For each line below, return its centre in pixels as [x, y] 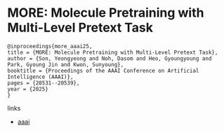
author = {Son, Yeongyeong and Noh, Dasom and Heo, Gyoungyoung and [110, 58]
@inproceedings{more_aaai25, [50, 46]
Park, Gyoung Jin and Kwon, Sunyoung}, [66, 64]
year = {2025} [28, 89]
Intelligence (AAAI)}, [40, 77]
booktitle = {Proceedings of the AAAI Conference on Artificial [103, 71]
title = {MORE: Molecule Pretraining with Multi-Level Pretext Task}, [113, 52]
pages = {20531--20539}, [44, 83]
